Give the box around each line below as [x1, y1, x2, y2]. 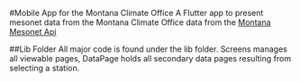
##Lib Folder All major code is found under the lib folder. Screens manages [9, 44, 288, 54]
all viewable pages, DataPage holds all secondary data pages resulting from [9, 53, 291, 63]
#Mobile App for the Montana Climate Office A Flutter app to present [9, 8, 264, 18]
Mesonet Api [9, 27, 57, 37]
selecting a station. [9, 62, 80, 73]
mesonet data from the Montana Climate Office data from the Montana [9, 17, 272, 28]
